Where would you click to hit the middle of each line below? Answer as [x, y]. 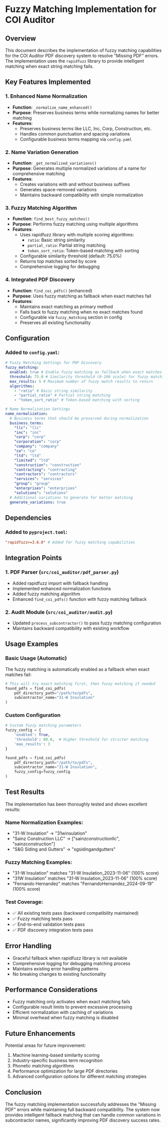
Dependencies [28, 517]
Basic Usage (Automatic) [36, 658]
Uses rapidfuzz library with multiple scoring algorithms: [77, 235]
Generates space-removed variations [58, 189]
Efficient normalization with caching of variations [63, 1012]
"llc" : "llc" [28, 428]
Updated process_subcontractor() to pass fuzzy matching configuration [87, 623]
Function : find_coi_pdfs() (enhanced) [52, 290]
